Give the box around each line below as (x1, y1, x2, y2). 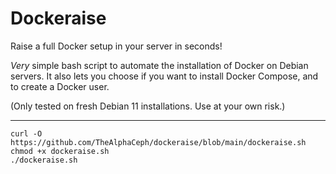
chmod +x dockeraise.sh (10, 146, 110, 156)
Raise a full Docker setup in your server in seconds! (10, 40, 223, 52)
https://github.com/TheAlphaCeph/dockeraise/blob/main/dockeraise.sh (10, 137, 307, 147)
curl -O (10, 128, 43, 139)
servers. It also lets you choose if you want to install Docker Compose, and (10, 70, 319, 82)
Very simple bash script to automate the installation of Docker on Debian (10, 59, 309, 71)
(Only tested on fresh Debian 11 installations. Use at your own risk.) (10, 100, 286, 112)
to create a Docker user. (10, 80, 110, 92)
